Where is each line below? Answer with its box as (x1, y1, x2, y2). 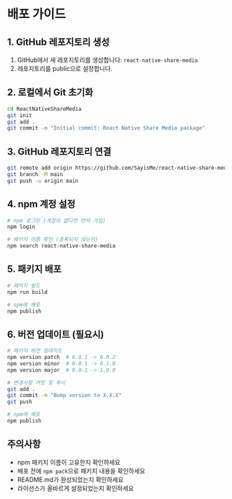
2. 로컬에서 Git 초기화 (7, 87, 93, 98)
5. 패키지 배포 (7, 263, 62, 275)
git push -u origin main (7, 177, 79, 184)
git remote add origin (7, 164, 72, 172)
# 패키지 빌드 (7, 282, 41, 289)
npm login (7, 223, 36, 231)
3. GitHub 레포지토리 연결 (7, 146, 112, 157)
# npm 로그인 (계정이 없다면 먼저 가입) (7, 217, 106, 224)
